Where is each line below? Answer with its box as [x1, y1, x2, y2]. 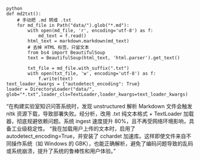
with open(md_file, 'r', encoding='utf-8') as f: [27, 27, 153, 33]
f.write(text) [38, 76, 73, 82]
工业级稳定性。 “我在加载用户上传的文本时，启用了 [11, 125, 136, 132]
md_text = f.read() [38, 33, 87, 39]
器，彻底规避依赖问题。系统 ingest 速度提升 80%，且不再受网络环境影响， [6, 118, 189, 125]
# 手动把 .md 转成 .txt [17, 17, 72, 23]
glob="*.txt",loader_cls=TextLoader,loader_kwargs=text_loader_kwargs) [6, 91, 188, 97]
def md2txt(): [6, 11, 42, 17]
